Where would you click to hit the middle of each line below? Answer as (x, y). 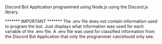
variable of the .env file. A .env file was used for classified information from (80, 31)
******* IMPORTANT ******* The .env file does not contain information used (81, 21)
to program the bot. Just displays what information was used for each (74, 26)
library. (12, 12)
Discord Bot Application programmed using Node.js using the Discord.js (77, 7)
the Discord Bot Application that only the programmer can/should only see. (80, 36)
